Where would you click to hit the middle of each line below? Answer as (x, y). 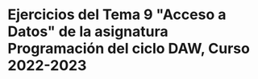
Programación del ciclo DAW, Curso (129, 49)
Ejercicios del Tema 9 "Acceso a (117, 15)
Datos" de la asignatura (88, 32)
